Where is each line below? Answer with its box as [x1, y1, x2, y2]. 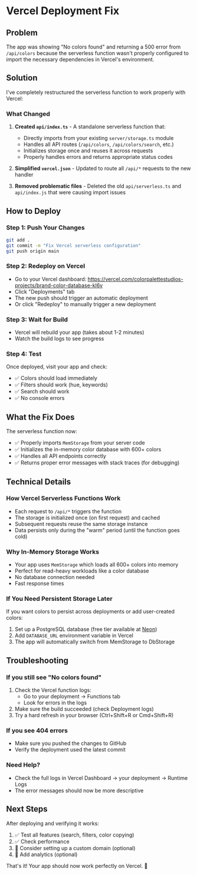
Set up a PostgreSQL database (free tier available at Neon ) [14, 626, 157, 633]
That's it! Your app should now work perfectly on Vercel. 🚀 [6, 862, 148, 869]
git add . [6, 237, 31, 243]
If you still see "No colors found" [6, 673, 102, 681]
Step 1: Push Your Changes [6, 223, 86, 232]
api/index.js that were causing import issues [14, 189, 126, 196]
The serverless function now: [6, 428, 78, 435]
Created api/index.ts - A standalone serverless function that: [14, 123, 166, 131]
